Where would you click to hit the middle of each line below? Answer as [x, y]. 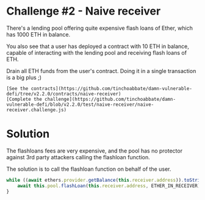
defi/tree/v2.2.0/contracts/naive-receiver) [64, 94]
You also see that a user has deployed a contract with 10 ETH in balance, [98, 46]
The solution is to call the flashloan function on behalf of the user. [89, 169]
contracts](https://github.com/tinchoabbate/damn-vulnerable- [111, 88]
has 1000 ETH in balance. [38, 34]
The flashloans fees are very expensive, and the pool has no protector [95, 151]
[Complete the [24, 99]
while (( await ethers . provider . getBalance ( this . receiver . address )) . [95, 180]
